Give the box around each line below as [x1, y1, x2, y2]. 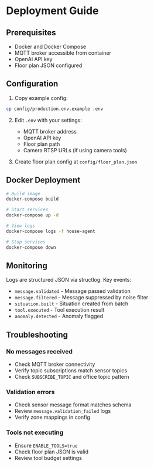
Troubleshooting [6, 329, 69, 339]
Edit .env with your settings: [14, 116, 82, 124]
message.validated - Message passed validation [14, 288, 131, 295]
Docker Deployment [6, 175, 81, 185]
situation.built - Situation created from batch [14, 300, 129, 307]
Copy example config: [14, 94, 69, 101]
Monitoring [6, 261, 48, 271]
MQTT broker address [23, 128, 77, 135]
